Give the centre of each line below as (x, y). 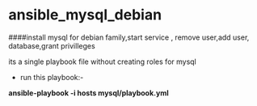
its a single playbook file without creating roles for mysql (102, 61)
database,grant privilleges (52, 45)
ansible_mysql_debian (85, 15)
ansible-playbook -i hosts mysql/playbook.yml (88, 93)
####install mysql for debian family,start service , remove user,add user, (129, 37)
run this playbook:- (52, 77)
